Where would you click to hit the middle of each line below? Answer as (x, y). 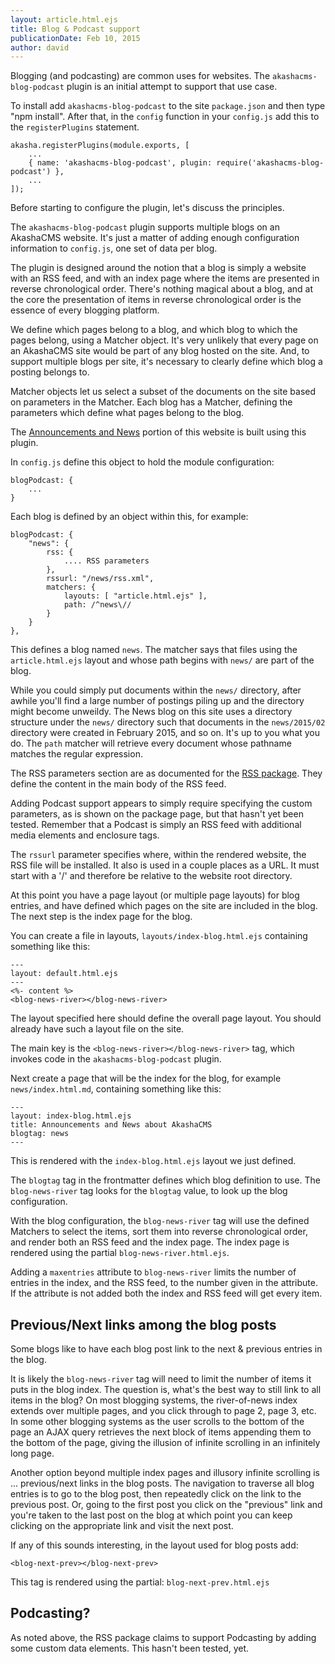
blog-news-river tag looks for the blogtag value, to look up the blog (149, 1191)
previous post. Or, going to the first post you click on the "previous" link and (166, 1505)
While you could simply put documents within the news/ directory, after (156, 690)
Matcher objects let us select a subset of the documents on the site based (163, 392)
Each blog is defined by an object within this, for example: (129, 517)
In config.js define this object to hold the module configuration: (142, 462)
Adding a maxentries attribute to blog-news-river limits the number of (153, 1272)
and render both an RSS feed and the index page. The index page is (150, 1242)
